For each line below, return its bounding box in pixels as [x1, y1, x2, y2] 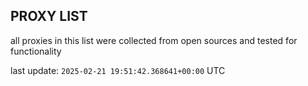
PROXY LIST [10, 8, 88, 25]
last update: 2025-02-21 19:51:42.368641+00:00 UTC [10, 64, 226, 76]
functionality [10, 45, 62, 57]
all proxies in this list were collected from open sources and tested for [10, 34, 298, 46]
